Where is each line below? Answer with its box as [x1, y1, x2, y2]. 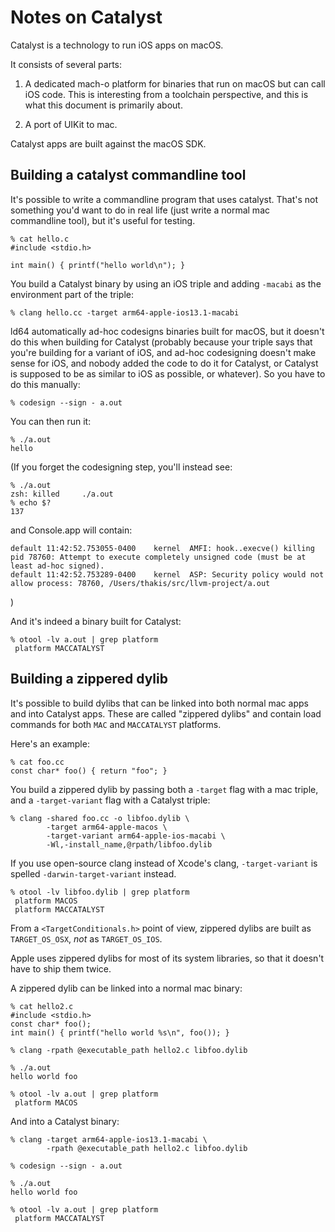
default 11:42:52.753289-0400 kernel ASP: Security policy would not [10, 569, 325, 580]
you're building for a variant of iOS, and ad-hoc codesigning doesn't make [10, 346, 317, 358]
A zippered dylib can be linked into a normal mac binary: [10, 982, 243, 994]
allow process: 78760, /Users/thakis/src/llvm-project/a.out [10, 578, 271, 588]
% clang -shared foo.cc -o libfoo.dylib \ [10, 813, 190, 823]
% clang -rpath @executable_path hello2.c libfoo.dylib [10, 1045, 248, 1055]
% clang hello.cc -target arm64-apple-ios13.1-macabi [10, 307, 240, 318]
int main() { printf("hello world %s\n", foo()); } [10, 1027, 230, 1038]
